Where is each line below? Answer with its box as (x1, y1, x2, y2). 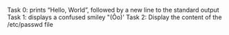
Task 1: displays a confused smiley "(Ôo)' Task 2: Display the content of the (7, 13, 223, 21)
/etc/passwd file (7, 21, 53, 28)
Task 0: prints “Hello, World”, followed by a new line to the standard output (7, 6, 219, 14)
